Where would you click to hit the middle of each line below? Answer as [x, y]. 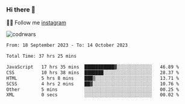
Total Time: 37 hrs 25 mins [42, 57]
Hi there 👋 [21, 10]
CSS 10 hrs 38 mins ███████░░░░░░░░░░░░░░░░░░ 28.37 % [93, 72]
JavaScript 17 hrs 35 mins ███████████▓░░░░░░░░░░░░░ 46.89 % [93, 67]
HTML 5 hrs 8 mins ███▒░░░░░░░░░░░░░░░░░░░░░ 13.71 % [93, 78]
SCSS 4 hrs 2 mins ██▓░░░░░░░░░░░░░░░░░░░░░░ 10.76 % [93, 84]
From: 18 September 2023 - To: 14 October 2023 [67, 45]
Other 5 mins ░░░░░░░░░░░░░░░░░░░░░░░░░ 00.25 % [93, 90]
